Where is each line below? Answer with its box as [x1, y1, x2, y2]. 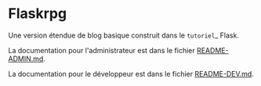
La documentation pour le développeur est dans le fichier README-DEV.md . [8, 69, 255, 78]
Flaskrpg [8, 5, 67, 23]
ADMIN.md [8, 54, 44, 63]
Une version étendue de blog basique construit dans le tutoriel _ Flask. [8, 30, 239, 40]
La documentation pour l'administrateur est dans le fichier [8, 45, 195, 55]
